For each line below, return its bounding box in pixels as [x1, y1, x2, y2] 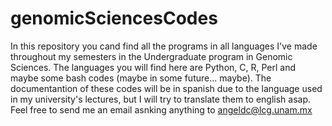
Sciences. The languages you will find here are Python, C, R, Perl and [10, 61, 297, 73]
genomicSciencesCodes [10, 7, 218, 30]
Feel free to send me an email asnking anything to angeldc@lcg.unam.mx [10, 103, 313, 116]
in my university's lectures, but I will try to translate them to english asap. [10, 93, 311, 105]
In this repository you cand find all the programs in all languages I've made [10, 40, 318, 52]
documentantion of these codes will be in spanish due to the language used [10, 82, 323, 94]
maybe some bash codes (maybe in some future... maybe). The [10, 72, 272, 84]
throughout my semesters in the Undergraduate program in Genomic [10, 50, 293, 62]
